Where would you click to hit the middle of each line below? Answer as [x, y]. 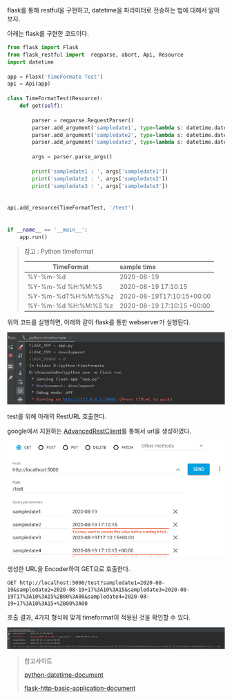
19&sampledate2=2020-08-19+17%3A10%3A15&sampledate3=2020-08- [98, 590]
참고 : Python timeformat [59, 251]
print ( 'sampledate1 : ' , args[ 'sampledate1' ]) [100, 171]
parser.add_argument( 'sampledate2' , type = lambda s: [108, 135]
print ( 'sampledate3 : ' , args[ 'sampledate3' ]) [100, 186]
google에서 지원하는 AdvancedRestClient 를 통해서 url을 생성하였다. [99, 431]
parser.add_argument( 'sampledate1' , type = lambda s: [108, 128]
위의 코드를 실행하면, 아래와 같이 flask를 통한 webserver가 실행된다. [99, 322]
